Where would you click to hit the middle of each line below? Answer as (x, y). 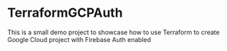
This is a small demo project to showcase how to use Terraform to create (113, 32)
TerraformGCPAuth (65, 13)
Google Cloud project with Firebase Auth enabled (79, 39)
